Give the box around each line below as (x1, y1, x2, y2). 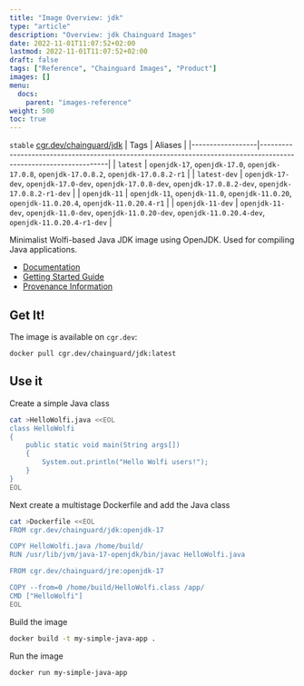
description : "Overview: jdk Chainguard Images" (9, 30, 197, 39)
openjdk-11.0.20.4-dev (177, 209, 263, 218)
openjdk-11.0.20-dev (95, 209, 174, 218)
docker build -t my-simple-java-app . (9, 633, 156, 643)
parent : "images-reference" (25, 97, 132, 107)
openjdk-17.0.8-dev (95, 180, 170, 189)
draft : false (9, 55, 59, 65)
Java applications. (9, 244, 78, 255)
